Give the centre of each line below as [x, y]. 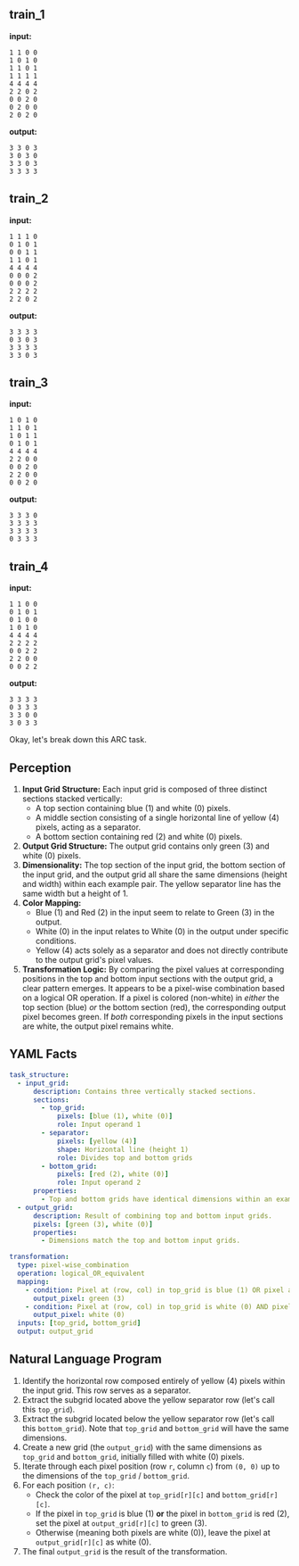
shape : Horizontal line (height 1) [123, 1149]
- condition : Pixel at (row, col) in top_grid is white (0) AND [147, 1306]
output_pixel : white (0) [79, 1315]
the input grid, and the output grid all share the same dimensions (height [154, 874]
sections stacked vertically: [72, 799]
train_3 [29, 383]
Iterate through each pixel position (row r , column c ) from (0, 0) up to [151, 1466]
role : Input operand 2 [99, 1183]
